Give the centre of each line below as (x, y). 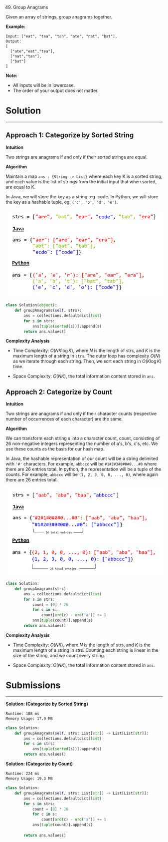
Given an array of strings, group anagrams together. (59, 17)
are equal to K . (21, 187)
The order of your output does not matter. (56, 90)
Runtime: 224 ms (22, 774)
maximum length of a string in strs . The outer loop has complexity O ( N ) (86, 356)
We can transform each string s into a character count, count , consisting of (83, 438)
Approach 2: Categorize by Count (59, 392)
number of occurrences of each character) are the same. (64, 419)
